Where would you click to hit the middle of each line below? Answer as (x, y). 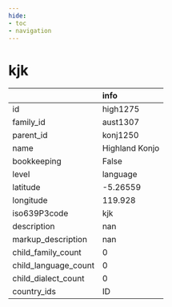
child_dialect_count (48, 279)
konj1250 (120, 135)
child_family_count (47, 252)
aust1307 (121, 123)
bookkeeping (37, 161)
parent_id (30, 135)
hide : (17, 16)
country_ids (34, 292)
